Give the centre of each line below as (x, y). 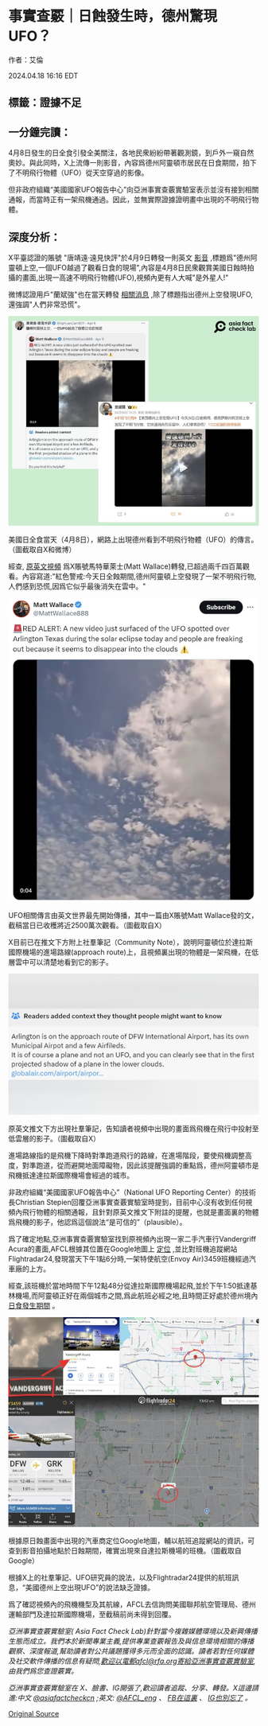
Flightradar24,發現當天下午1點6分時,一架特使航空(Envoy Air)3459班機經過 (128, 1258)
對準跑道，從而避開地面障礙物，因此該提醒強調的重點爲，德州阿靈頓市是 (140, 1165)
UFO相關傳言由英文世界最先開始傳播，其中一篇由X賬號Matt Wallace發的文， (133, 915)
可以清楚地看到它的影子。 (71, 962)
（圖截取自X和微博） (42, 550)
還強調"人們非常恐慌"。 (47, 304)
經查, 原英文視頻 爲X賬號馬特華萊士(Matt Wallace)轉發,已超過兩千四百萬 (126, 566)
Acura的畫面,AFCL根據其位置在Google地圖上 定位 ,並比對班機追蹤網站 (123, 1249)
